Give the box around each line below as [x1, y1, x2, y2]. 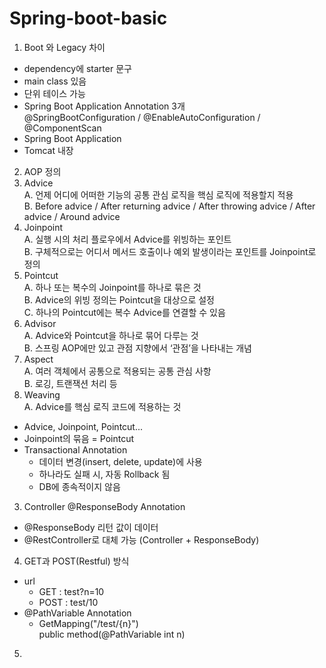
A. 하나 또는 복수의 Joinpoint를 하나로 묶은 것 [23, 281, 202, 293]
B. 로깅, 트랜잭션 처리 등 [23, 377, 118, 389]
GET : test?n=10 [38, 585, 105, 597]
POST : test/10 [38, 596, 99, 608]
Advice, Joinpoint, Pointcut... [23, 420, 144, 432]
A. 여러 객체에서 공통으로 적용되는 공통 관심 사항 [23, 365, 212, 377]
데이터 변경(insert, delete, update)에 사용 [38, 455, 203, 467]
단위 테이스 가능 [23, 87, 86, 99]
